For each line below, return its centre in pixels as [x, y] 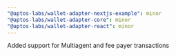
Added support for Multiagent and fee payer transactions [88, 46]
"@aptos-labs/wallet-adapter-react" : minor [71, 26]
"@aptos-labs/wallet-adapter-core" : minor [69, 20]
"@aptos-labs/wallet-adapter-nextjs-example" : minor [85, 13]
